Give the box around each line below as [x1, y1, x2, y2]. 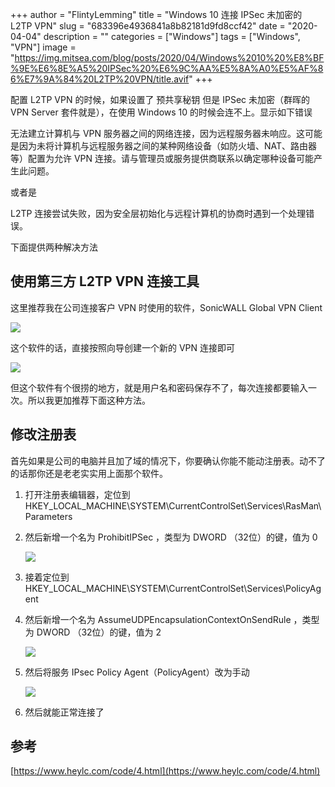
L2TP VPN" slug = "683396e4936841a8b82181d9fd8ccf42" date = [10, 20, 286, 32]
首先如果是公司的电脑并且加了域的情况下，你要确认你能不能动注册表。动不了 [10, 454, 326, 467]
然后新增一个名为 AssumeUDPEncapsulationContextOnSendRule [24, 613, 292, 625]
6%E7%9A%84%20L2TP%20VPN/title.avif [10, 73, 190, 85]
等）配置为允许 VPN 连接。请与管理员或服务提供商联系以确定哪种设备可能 [10, 153, 315, 164]
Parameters [24, 510, 73, 522]
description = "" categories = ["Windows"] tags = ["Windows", [43, 31, 301, 42]
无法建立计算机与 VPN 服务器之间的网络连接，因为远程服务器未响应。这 [10, 128, 306, 139]
